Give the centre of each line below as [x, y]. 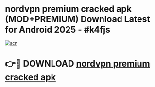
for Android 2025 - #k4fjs [58, 30]
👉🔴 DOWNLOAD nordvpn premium [77, 64]
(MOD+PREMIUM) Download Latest [78, 19]
